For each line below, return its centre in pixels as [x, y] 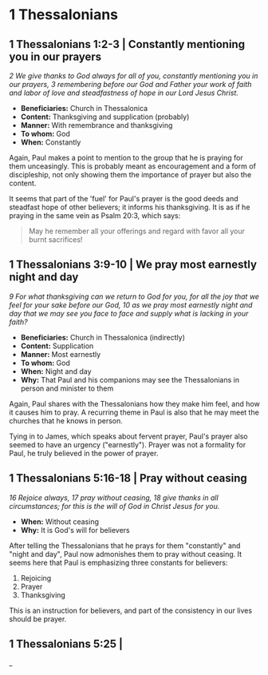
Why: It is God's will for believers [75, 530]
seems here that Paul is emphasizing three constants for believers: [118, 562]
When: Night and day [56, 371]
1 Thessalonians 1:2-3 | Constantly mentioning [127, 44]
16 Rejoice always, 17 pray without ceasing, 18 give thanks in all [114, 498]
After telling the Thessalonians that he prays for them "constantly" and [125, 546]
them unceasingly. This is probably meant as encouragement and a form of [132, 166]
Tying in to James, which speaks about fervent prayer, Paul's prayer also [128, 436]
